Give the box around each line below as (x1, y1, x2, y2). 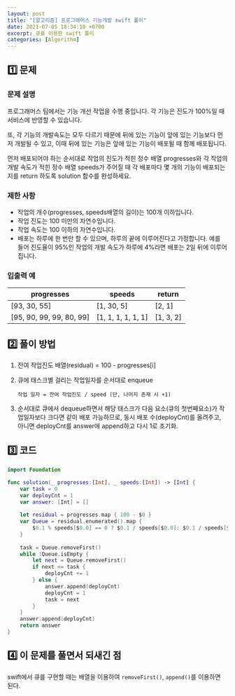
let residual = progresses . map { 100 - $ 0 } (20, 511, 152, 518)
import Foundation (7, 467, 61, 474)
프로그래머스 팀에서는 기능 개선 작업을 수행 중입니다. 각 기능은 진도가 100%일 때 (7, 106, 225, 115)
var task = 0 (20, 485, 58, 492)
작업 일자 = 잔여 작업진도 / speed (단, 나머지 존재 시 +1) (17, 391, 171, 399)
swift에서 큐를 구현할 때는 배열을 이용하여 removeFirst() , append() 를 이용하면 (7, 672, 221, 681)
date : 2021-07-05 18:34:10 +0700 (7, 23, 105, 30)
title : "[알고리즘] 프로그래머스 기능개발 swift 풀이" (7, 17, 147, 24)
